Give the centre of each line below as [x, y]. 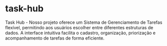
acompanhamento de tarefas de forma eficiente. [55, 38]
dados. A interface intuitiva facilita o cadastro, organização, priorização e [81, 33]
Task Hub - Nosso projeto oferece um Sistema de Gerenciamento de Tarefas [84, 22]
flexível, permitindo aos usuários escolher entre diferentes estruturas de [79, 27]
